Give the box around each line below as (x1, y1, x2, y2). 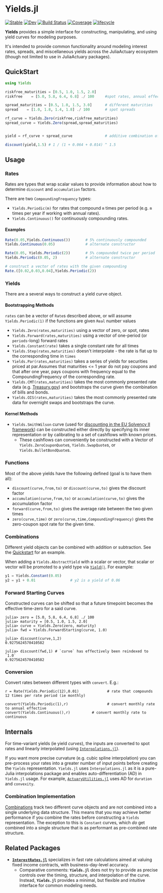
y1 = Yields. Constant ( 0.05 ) (5, 574, 62, 579)
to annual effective (5, 706, 47, 711)
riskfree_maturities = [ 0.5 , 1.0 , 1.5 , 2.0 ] (5, 89, 97, 94)
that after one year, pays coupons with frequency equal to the (12, 369, 136, 375)
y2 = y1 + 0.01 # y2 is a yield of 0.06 (5, 578, 120, 583)
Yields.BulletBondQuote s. (19, 447, 71, 453)
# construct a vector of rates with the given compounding (5, 264, 127, 269)
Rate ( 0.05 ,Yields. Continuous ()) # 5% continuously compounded (5, 237, 147, 242)
